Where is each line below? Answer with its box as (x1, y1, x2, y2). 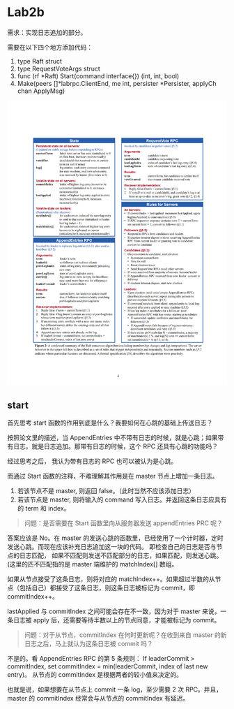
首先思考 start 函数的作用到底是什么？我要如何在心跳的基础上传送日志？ (7, 418, 213, 427)
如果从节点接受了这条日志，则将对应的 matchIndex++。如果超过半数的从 (7, 575, 216, 583)
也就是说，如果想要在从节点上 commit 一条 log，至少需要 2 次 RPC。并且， (7, 685, 223, 694)
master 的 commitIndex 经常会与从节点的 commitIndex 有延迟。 (7, 694, 189, 703)
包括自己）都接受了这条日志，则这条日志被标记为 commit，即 (19, 584, 195, 592)
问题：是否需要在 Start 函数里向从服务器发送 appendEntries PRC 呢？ (24, 519, 223, 527)
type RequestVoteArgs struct (17, 64, 101, 73)
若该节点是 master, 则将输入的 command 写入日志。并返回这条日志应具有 (17, 495, 227, 504)
